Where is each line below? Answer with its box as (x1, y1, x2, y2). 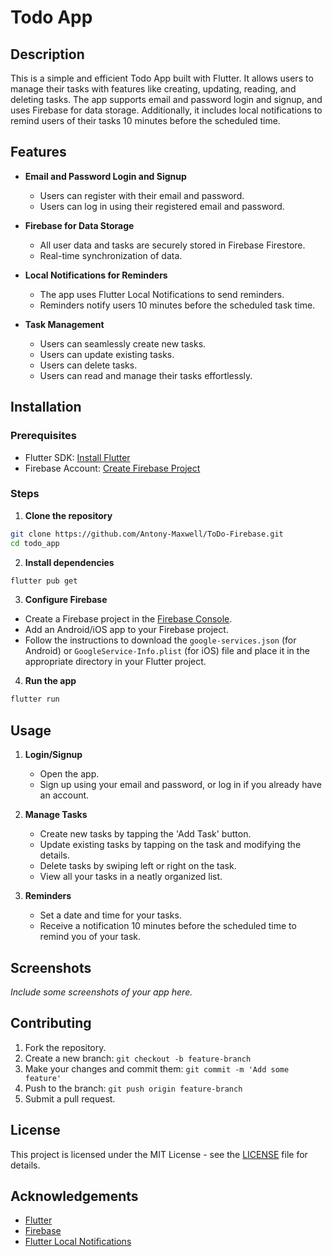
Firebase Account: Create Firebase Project (24, 462, 201, 474)
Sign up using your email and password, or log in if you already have (39, 779, 322, 791)
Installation (10, 399, 82, 416)
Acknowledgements (10, 1187, 139, 1205)
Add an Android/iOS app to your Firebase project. (24, 624, 229, 636)
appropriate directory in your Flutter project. (24, 656, 207, 668)
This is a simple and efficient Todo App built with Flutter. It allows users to (10, 72, 314, 84)
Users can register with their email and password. (39, 189, 245, 201)
